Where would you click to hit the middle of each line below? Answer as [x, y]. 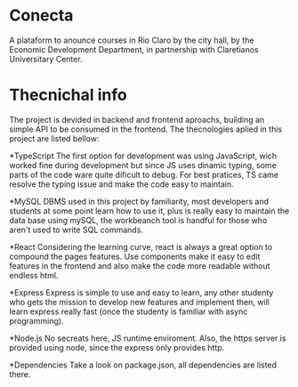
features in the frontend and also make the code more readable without [140, 266]
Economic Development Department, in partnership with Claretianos [134, 49]
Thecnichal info [68, 95]
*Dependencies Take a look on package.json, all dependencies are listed [143, 365]
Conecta [41, 16]
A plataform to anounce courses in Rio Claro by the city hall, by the [132, 40]
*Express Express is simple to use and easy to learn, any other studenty [141, 292]
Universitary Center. [46, 59]
